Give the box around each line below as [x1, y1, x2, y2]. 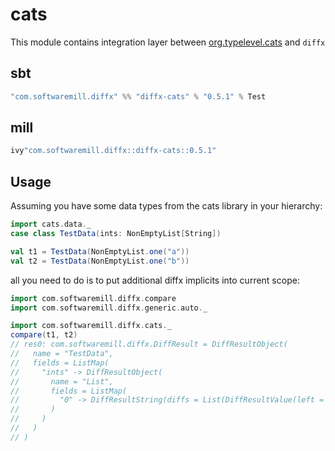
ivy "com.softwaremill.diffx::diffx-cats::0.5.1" [10, 146, 217, 156]
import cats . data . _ [10, 219, 92, 230]
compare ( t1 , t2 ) [10, 330, 78, 340]
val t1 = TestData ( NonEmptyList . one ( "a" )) [10, 246, 190, 257]
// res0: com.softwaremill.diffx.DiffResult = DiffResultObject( [10, 339, 288, 350]
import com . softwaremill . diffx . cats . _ [10, 321, 172, 331]
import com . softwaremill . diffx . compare [10, 293, 177, 303]
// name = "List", [10, 376, 114, 387]
